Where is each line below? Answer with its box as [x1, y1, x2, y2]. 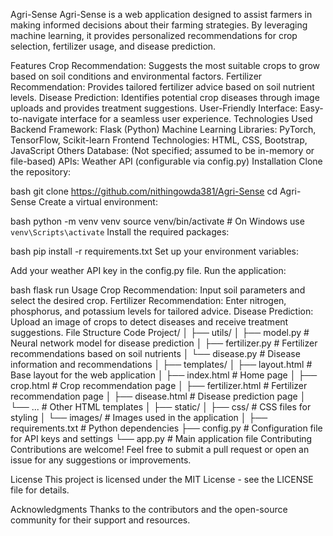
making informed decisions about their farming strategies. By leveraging [10, 19, 308, 31]
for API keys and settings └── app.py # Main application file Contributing [10, 433, 313, 444]
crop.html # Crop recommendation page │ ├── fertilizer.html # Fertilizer [10, 380, 308, 391]
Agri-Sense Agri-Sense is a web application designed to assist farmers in [10, 9, 313, 20]
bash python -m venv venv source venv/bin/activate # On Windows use [10, 215, 305, 227]
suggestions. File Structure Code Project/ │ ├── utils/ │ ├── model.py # [10, 327, 310, 338]
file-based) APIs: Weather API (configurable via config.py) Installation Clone [10, 155, 323, 167]
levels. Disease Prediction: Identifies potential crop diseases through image [10, 92, 320, 103]
